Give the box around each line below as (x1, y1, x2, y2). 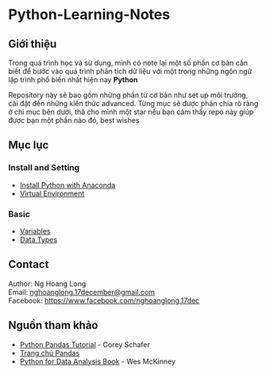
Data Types (19, 235, 58, 244)
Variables (19, 226, 51, 235)
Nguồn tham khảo (8, 319, 98, 332)
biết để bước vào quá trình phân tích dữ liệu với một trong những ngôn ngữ (8, 67, 253, 76)
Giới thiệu (8, 37, 57, 51)
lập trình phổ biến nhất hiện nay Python (8, 75, 138, 84)
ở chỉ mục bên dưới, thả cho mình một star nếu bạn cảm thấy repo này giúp (8, 107, 254, 116)
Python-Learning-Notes (8, 6, 171, 24)
